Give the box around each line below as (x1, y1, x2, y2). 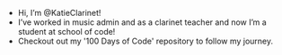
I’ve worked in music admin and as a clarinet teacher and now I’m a (17, 17, 267, 27)
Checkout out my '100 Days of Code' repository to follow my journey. (17, 35, 274, 46)
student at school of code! (17, 27, 116, 36)
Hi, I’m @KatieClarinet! (17, 8, 101, 18)
